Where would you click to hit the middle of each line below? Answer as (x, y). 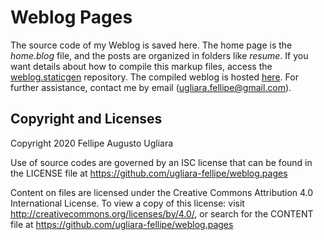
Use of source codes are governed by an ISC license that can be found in (161, 162)
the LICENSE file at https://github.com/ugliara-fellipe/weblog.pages (149, 173)
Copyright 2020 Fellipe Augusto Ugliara (92, 143)
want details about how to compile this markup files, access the (141, 66)
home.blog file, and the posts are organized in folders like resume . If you (159, 55)
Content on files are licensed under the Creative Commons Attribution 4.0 (162, 192)
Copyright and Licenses (86, 119)
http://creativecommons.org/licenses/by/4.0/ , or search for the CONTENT (162, 213)
